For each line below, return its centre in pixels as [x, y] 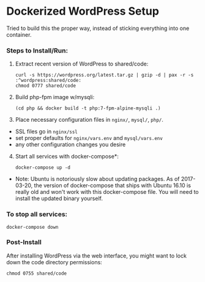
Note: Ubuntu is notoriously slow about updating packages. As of [97, 179]
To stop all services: [37, 214]
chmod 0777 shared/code [46, 86]
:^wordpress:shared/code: [48, 81]
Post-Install [24, 242]
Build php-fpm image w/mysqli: [55, 97]
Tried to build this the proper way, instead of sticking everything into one [98, 28]
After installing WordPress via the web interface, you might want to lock [96, 256]
